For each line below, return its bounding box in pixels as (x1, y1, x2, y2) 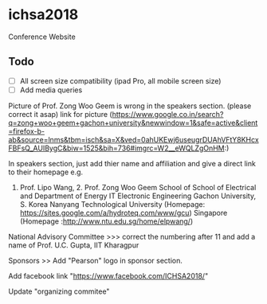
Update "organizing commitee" (8, 286, 110, 296)
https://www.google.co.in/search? (112, 109, 224, 119)
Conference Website (8, 32, 76, 41)
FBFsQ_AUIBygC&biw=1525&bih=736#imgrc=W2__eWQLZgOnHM (8, 143, 225, 153)
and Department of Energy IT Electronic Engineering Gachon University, (19, 191, 257, 201)
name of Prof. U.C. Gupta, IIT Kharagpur (8, 240, 139, 250)
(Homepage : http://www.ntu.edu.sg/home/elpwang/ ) (19, 216, 194, 226)
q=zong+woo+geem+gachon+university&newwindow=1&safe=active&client (8, 118, 258, 127)
